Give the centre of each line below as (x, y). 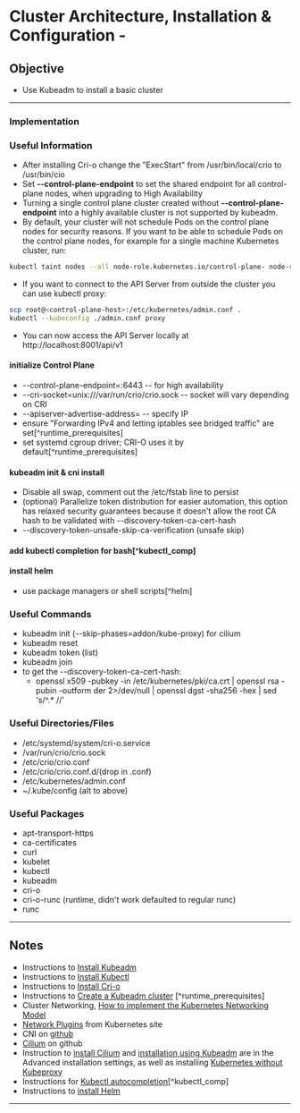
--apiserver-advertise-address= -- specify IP (105, 414)
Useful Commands (50, 614)
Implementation (45, 121)
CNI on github (48, 1033)
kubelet (36, 862)
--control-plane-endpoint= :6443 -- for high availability (123, 386)
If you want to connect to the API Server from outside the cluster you (149, 285)
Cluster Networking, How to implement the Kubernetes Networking (146, 1005)
